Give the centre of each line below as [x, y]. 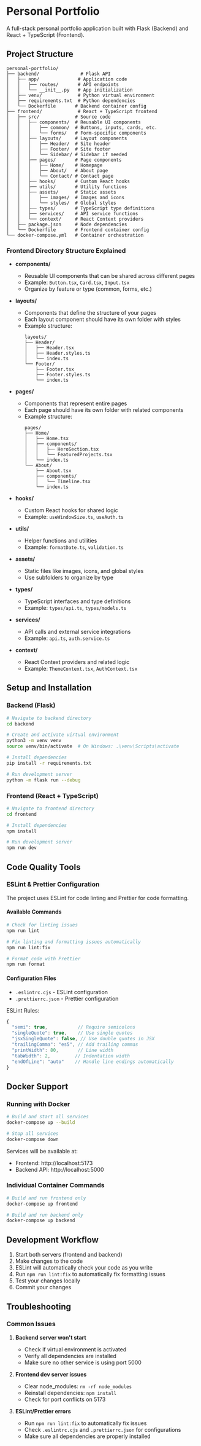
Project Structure [40, 54]
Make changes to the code [49, 1261]
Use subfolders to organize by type [69, 578]
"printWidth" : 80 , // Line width [63, 1050]
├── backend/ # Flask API [59, 74]
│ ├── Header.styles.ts [57, 354]
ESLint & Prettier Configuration [53, 885]
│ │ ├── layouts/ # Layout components [67, 138]
